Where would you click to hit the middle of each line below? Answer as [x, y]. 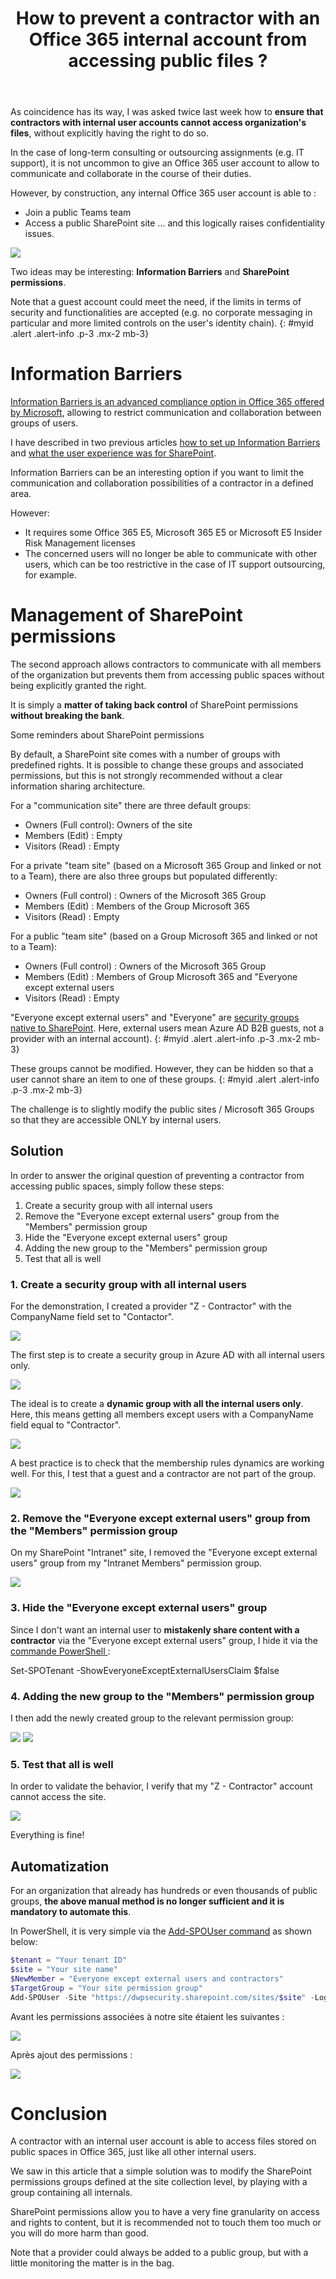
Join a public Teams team [78, 213]
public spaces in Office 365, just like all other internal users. [133, 2152]
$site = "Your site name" [64, 1970]
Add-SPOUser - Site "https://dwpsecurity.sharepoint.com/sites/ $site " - [162, 1997]
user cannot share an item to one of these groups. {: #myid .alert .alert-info [165, 1079]
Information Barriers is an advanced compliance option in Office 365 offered [167, 402]
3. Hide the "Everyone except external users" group [139, 1608]
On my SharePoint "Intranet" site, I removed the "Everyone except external [164, 1553]
